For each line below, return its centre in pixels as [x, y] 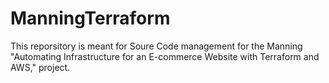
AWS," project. [40, 67]
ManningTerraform [90, 18]
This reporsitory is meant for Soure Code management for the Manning [156, 46]
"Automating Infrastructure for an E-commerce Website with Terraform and [165, 56]
